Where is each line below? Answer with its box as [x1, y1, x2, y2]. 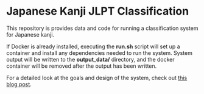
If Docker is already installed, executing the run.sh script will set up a [6, 43, 180, 50]
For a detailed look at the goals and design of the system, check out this [6, 74, 188, 81]
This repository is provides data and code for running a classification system [6, 24, 199, 32]
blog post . [6, 81, 32, 88]
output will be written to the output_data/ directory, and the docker [6, 56, 175, 63]
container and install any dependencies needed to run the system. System [6, 49, 193, 56]
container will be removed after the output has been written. [6, 62, 157, 70]
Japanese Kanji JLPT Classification [6, 4, 189, 18]
